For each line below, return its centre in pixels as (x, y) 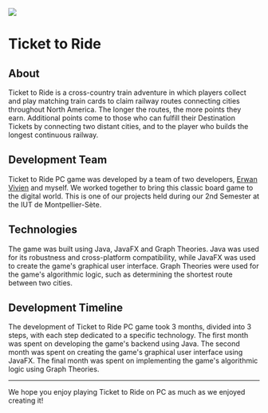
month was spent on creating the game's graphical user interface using (126, 352)
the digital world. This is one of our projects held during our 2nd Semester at (134, 196)
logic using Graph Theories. (54, 369)
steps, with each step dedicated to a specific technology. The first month (128, 336)
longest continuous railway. (53, 135)
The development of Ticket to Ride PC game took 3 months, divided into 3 (130, 327)
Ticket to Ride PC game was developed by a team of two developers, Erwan (133, 179)
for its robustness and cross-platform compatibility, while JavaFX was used (132, 257)
